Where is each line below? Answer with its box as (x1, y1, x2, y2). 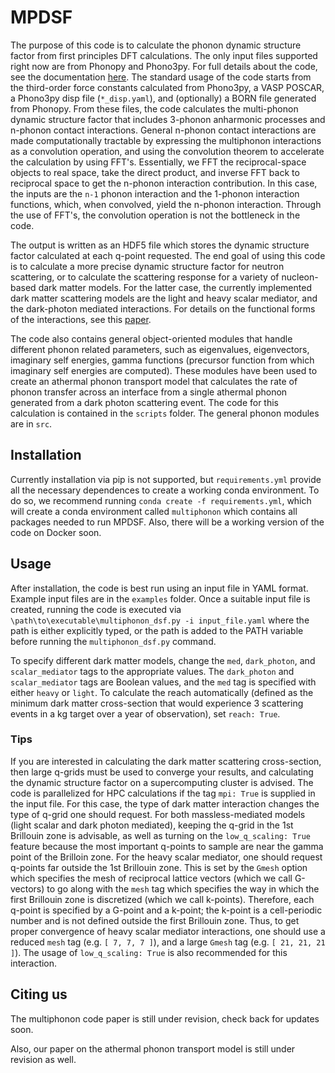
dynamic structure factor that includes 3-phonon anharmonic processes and (10, 113, 326, 125)
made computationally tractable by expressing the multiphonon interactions (10, 134, 322, 146)
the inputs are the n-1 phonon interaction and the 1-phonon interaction (10, 187, 300, 200)
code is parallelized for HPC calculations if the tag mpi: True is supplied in (10, 787, 316, 799)
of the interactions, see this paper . (10, 313, 152, 325)
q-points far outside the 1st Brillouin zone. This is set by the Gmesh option (10, 861, 308, 873)
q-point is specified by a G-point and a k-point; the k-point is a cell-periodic (10, 904, 323, 916)
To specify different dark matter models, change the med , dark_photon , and (10, 654, 316, 666)
